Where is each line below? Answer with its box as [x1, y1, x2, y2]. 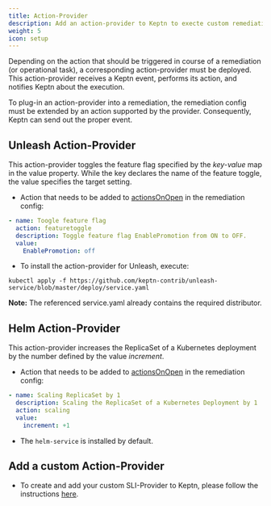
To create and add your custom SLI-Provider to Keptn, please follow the [19, 481, 259, 491]
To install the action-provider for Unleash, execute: [19, 261, 190, 271]
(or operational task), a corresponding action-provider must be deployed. [8, 65, 252, 75]
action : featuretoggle [15, 224, 92, 232]
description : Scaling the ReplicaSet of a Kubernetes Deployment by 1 [15, 399, 258, 408]
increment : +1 [23, 421, 70, 429]
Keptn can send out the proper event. [8, 115, 133, 125]
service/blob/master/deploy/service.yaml [8, 284, 150, 292]
